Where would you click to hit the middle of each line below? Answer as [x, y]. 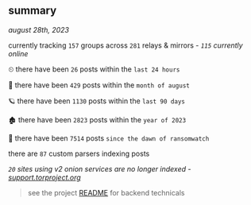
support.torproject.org [44, 177]
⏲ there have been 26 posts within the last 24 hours [94, 69]
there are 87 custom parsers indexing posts [79, 153]
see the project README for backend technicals [106, 192]
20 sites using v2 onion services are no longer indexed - [100, 168]
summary [33, 11]
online [18, 53]
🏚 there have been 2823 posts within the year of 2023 [97, 119]
